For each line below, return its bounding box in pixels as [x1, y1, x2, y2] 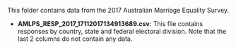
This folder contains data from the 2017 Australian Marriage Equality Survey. [7, 6, 230, 14]
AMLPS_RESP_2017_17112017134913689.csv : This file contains [17, 20, 203, 27]
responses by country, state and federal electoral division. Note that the [17, 27, 227, 35]
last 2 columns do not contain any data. [17, 35, 133, 43]
